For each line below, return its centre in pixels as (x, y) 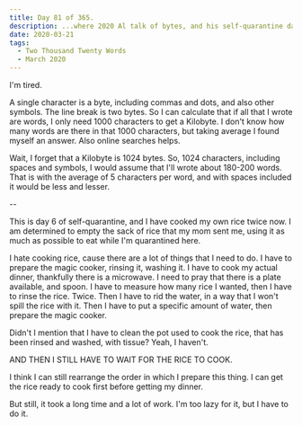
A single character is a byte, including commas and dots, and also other (142, 102)
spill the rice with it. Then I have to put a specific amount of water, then (141, 306)
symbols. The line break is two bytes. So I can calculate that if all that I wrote (151, 112)
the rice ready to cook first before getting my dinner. (107, 386)
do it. (19, 413)
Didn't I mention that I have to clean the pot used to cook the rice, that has (147, 333)
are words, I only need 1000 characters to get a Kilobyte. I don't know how (147, 121)
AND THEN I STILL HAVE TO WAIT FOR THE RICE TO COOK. (121, 359)
